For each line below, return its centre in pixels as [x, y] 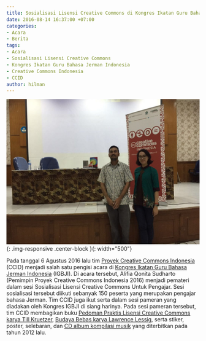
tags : [13, 45]
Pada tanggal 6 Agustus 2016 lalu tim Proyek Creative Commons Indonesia [101, 261]
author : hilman [26, 84]
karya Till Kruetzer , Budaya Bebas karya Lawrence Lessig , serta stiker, [95, 319]
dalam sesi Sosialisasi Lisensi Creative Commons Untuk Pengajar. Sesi [95, 287]
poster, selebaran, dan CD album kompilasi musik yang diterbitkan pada [97, 326]
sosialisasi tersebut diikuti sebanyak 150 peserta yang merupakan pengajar [101, 293]
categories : [21, 26]
